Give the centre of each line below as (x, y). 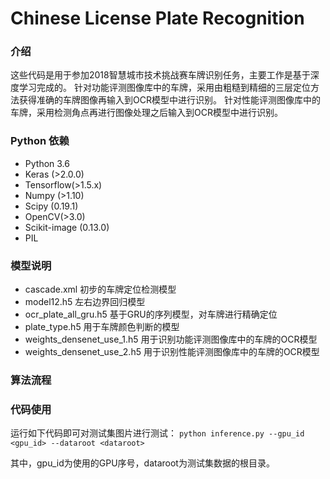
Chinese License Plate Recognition (157, 18)
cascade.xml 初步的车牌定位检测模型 (100, 289)
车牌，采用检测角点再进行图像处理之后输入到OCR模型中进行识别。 (146, 113)
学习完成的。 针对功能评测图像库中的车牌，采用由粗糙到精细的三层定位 (164, 88)
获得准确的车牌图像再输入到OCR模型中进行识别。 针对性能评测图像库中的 (169, 100)
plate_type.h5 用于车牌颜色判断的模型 (102, 327)
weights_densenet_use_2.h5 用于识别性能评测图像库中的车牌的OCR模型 (172, 352)
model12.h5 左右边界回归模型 (85, 302)
